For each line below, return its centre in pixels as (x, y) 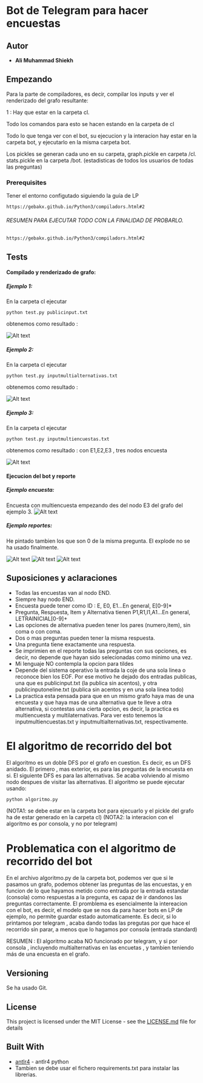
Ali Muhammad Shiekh (44, 60)
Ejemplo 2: (20, 349)
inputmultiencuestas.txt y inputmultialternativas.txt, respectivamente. (101, 722)
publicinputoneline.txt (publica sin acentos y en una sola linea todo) (99, 689)
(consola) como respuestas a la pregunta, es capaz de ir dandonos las (94, 897)
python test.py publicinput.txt (47, 313)
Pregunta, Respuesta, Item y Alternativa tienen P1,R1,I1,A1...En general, (103, 612)
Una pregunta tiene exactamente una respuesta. (75, 644)
